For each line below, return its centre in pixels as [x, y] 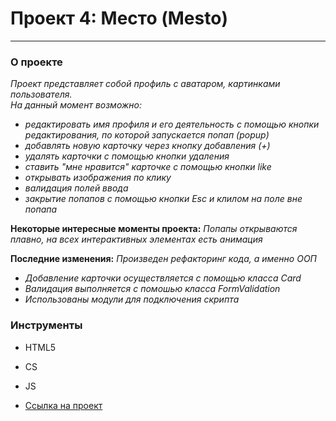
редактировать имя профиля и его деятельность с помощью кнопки [172, 124]
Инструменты [46, 325]
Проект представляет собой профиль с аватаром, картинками [145, 84]
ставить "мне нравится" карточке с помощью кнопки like [148, 167]
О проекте [36, 62]
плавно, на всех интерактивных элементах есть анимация [136, 239]
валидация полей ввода [76, 188]
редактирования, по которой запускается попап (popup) [147, 135]
